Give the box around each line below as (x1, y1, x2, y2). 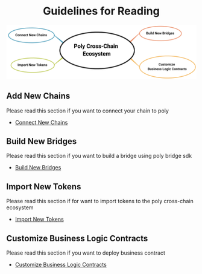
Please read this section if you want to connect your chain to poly (6, 107, 169, 114)
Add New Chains (6, 91, 71, 101)
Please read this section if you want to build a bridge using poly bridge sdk (6, 152, 192, 160)
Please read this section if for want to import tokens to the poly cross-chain (6, 198, 194, 205)
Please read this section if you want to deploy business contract (6, 249, 166, 256)
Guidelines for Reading (43, 4, 160, 18)
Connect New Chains (14, 119, 68, 126)
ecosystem (6, 204, 34, 211)
